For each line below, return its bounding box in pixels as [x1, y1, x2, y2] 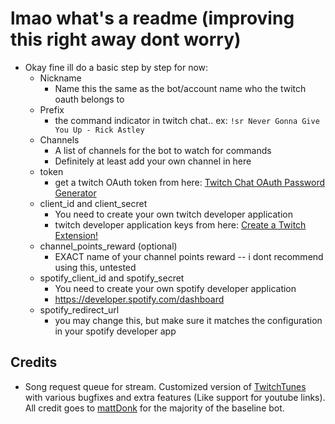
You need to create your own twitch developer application [54, 208, 293, 220]
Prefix [39, 103, 65, 116]
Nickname [39, 72, 82, 84]
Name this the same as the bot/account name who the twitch [54, 82, 307, 94]
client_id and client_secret [39, 197, 148, 209]
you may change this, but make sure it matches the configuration [54, 314, 323, 326]
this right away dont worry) [10, 28, 242, 51]
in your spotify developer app [54, 325, 177, 337]
